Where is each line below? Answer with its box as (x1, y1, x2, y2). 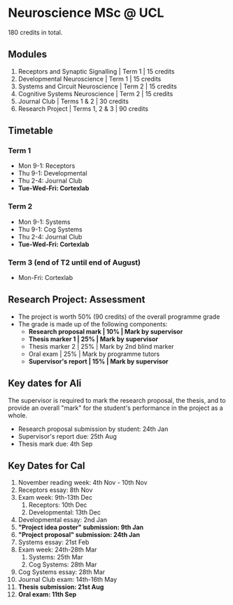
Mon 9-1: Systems (17, 218, 71, 226)
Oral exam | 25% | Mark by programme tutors (28, 350, 160, 358)
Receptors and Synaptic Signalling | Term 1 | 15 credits (17, 67, 175, 75)
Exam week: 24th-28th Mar (17, 545, 97, 554)
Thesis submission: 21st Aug (17, 583, 104, 591)
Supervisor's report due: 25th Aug (17, 432, 118, 440)
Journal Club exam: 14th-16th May (17, 576, 118, 584)
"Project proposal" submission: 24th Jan (17, 531, 141, 539)
